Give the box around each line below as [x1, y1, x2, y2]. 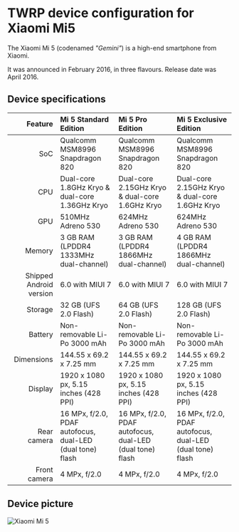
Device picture [7, 498, 74, 510]
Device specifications [7, 93, 107, 105]
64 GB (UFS [118, 300, 159, 310]
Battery [28, 329, 53, 339]
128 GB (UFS [176, 300, 222, 310]
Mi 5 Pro [118, 114, 148, 124]
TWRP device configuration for [7, 5, 194, 21]
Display [28, 383, 53, 393]
